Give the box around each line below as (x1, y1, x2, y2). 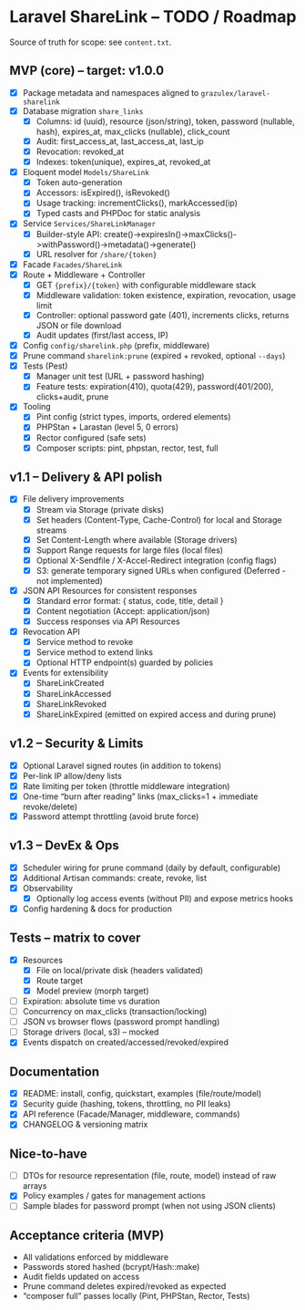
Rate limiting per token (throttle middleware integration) (22, 780, 230, 791)
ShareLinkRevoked (36, 698, 107, 709)
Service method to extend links (36, 647, 153, 658)
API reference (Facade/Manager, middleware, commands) (22, 1108, 240, 1119)
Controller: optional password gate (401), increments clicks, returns (36, 309, 290, 320)
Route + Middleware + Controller (22, 269, 146, 280)
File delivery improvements (22, 494, 125, 504)
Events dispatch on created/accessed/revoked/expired (22, 1037, 229, 1048)
